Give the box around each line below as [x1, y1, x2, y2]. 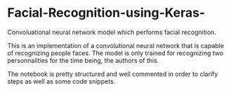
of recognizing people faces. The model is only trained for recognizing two [7, 49, 224, 57]
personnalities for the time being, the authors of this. [7, 56, 159, 64]
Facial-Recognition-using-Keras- [7, 5, 206, 21]
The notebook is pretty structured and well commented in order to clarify [7, 70, 218, 78]
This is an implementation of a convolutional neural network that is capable [7, 41, 225, 49]
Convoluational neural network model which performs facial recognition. [7, 28, 216, 36]
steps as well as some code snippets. [7, 77, 116, 85]
